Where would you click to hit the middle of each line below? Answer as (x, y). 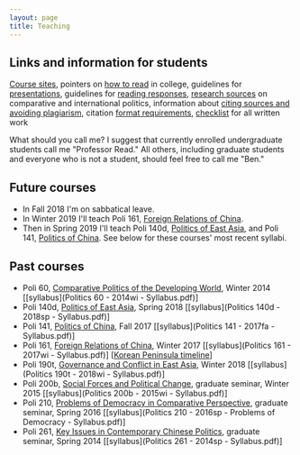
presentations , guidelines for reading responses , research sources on (139, 94)
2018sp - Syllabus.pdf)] (66, 316)
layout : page (34, 18)
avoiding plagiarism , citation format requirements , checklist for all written (145, 113)
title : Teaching (40, 26)
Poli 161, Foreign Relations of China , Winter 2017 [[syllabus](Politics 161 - (156, 345)
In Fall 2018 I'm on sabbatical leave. (88, 209)
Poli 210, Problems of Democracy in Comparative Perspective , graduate (155, 403)
